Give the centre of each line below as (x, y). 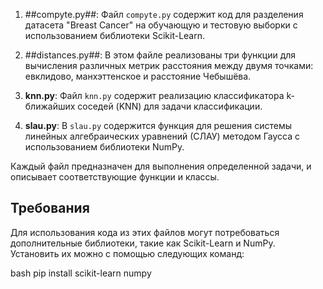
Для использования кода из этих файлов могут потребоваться (145, 232)
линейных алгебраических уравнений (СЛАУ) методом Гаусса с (162, 136)
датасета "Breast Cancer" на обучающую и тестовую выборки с (161, 25)
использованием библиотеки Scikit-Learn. (114, 35)
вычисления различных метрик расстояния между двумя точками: (169, 65)
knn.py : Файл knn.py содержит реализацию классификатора (154, 95)
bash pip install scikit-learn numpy (81, 273)
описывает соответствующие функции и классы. (115, 177)
